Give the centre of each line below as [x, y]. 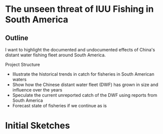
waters [19, 79]
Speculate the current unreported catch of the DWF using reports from [85, 95]
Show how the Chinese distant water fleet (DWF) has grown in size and [85, 85]
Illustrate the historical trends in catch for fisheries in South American [83, 74]
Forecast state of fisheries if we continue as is [59, 106]
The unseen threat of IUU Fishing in [80, 9]
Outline [17, 38]
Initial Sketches [38, 126]
